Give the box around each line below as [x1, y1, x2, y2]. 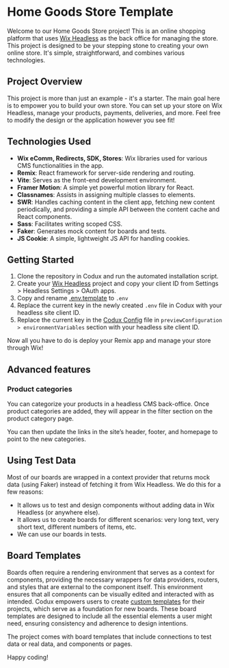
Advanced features [7, 363, 91, 375]
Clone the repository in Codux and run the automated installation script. [16, 272, 219, 281]
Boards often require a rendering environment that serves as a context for [7, 568, 215, 576]
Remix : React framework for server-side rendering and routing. [16, 169, 196, 177]
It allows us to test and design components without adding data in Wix [16, 501, 215, 509]
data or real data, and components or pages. [7, 639, 133, 648]
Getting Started [7, 254, 75, 265]
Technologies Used [7, 136, 91, 147]
